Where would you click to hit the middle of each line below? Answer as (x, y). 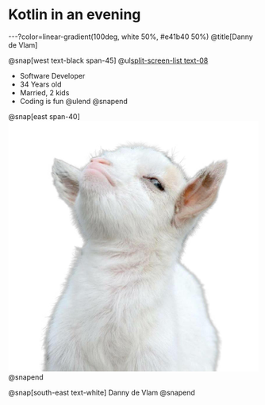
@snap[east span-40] (44, 116)
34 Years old (40, 84)
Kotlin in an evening (75, 15)
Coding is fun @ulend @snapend (74, 101)
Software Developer (52, 75)
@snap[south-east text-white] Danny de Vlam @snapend (102, 393)
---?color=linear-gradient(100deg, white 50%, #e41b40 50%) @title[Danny (131, 37)
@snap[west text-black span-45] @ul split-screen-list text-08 (108, 60)
